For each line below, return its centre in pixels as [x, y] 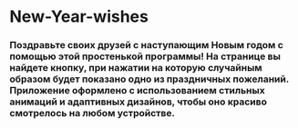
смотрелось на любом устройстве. [92, 113]
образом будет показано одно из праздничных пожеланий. [149, 79]
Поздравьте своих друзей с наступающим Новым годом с [147, 45]
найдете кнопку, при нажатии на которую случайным [136, 68]
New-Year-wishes [79, 17]
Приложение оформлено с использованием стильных [138, 91]
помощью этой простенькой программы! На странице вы [145, 56]
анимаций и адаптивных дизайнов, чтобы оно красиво [138, 102]
